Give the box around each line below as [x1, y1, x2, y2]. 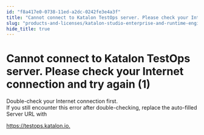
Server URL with [6, 110, 47, 118]
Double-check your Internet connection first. [6, 97, 118, 105]
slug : [6, 20, 20, 26]
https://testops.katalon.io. [6, 122, 71, 130]
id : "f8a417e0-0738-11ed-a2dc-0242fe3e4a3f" [6, 8, 121, 15]
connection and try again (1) [6, 77, 151, 91]
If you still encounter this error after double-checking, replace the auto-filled [6, 104, 197, 111]
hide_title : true [6, 25, 50, 32]
